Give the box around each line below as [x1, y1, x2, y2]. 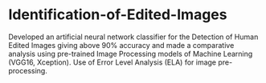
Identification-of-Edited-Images [8, 6, 227, 24]
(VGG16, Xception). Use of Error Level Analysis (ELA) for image [8, 57, 217, 67]
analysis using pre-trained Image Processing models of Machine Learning [8, 49, 253, 58]
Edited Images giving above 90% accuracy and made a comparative [8, 40, 235, 49]
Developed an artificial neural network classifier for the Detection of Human [8, 32, 259, 41]
